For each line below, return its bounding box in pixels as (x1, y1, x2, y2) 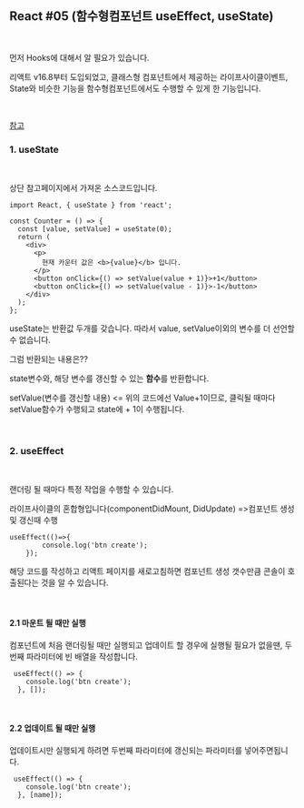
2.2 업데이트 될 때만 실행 (9, 722, 96, 734)
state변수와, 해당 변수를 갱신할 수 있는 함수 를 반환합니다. (9, 373, 210, 384)
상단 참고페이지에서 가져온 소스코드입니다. (9, 183, 158, 194)
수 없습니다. (9, 335, 52, 346)
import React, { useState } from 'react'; (9, 201, 172, 210)
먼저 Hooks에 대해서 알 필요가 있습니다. (9, 52, 150, 63)
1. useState (9, 143, 59, 156)
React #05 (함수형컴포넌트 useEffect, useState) (9, 8, 274, 25)
